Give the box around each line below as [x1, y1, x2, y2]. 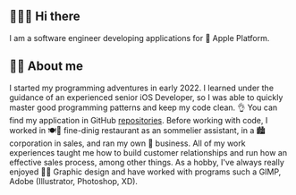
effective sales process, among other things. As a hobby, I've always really [9, 157, 284, 167]
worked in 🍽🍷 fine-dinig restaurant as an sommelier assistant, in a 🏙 [9, 124, 266, 135]
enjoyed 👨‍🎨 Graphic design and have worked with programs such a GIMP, [9, 166, 282, 177]
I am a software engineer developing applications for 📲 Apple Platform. [9, 32, 270, 43]
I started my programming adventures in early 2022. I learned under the [9, 82, 275, 93]
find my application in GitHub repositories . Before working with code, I [9, 114, 268, 125]
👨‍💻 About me [9, 59, 83, 74]
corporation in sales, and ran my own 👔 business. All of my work [9, 138, 246, 148]
